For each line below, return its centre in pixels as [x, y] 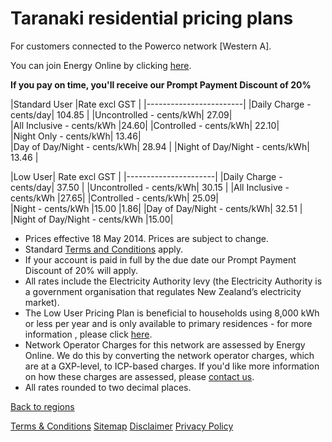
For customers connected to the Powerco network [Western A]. [141, 46]
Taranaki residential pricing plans [152, 18]
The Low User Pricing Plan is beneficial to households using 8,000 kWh [172, 313]
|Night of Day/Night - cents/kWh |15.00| [92, 219]
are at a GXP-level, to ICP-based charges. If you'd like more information [172, 366]
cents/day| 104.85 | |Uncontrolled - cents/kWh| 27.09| [121, 114]
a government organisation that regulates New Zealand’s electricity [163, 291]
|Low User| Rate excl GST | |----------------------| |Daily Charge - [146, 176]
